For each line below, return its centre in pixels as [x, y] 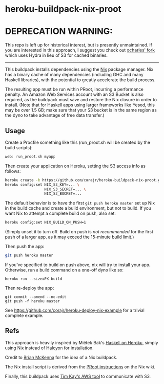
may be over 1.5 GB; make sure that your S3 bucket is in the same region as [81, 110]
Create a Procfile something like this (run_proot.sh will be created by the [78, 142]
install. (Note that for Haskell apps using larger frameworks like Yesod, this [80, 105]
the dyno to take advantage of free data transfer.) [55, 115]
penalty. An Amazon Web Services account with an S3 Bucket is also [74, 94]
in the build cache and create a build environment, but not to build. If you [78, 208]
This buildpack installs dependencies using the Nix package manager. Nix [79, 69]
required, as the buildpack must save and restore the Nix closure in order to [81, 100]
